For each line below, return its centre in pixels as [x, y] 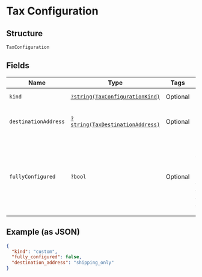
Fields [18, 65]
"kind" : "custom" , [35, 252]
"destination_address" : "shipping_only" [63, 263]
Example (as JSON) [43, 232]
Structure [25, 33]
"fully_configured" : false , [47, 257]
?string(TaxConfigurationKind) [115, 97]
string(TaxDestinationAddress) [115, 124]
